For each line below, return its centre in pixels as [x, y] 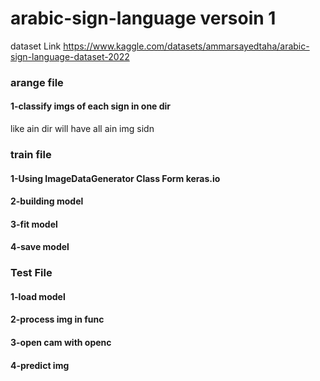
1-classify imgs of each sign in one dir [91, 106]
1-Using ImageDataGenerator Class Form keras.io [115, 178]
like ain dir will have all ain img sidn [82, 129]
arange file [37, 82]
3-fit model [34, 224]
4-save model [40, 247]
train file [31, 154]
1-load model [38, 296]
